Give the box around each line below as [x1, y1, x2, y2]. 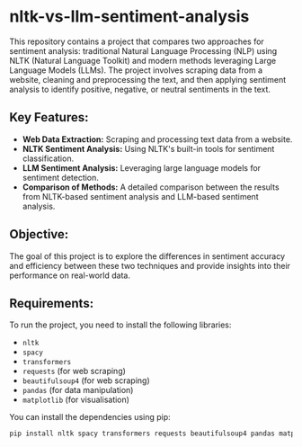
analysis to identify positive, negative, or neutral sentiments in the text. [9, 84, 271, 94]
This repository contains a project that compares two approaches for [9, 36, 265, 47]
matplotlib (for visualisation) [22, 394, 130, 406]
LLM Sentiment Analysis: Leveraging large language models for [22, 162, 262, 173]
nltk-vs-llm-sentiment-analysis [9, 6, 250, 27]
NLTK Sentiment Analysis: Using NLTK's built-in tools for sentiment [22, 143, 275, 154]
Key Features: [9, 110, 89, 125]
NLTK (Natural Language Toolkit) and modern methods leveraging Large [9, 55, 277, 66]
